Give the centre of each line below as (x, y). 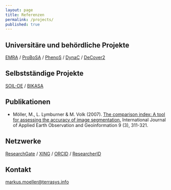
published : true (23, 24)
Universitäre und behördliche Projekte (67, 45)
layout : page (19, 10)
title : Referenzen (25, 15)
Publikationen (28, 102)
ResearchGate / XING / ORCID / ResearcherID (53, 154)
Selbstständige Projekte (44, 73)
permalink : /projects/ (29, 19)
